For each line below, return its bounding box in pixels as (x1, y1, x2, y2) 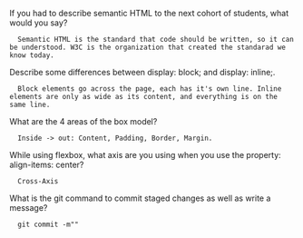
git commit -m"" (17, 220, 79, 229)
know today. (9, 51, 54, 60)
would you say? (9, 17, 68, 28)
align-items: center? (9, 159, 84, 170)
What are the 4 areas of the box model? (9, 116, 158, 126)
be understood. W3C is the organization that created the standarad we (9, 43, 286, 52)
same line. (9, 100, 51, 109)
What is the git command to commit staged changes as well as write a (9, 193, 271, 203)
